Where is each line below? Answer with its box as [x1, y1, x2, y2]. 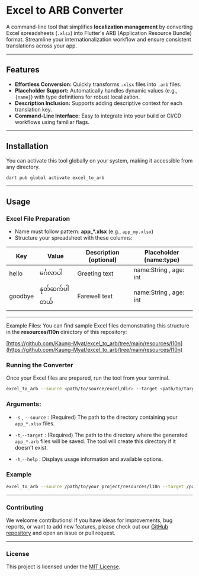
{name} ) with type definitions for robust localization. [14, 93, 140, 100]
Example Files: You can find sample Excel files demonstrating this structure [6, 322, 190, 329]
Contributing [6, 503, 44, 511]
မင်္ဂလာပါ [39, 268, 63, 276]
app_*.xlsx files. [14, 419, 55, 427]
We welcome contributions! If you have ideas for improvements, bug [6, 517, 173, 524]
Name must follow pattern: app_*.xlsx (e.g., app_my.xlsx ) [14, 228, 154, 235]
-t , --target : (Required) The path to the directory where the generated [14, 431, 188, 438]
